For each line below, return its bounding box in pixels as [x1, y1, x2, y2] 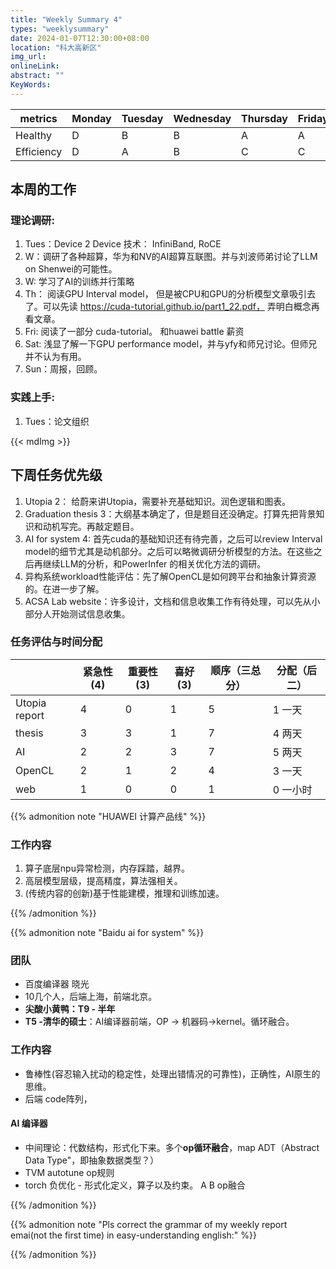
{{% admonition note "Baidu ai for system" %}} [10, 927, 205, 939]
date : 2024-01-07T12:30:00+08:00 [10, 33, 150, 43]
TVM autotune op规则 [24, 1166, 115, 1178]
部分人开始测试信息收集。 [24, 607, 131, 620]
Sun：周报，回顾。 [24, 363, 103, 375]
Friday [297, 111, 329, 125]
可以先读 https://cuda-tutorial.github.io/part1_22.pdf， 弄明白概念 [42, 301, 312, 313]
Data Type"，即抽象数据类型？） [24, 1154, 160, 1166]
